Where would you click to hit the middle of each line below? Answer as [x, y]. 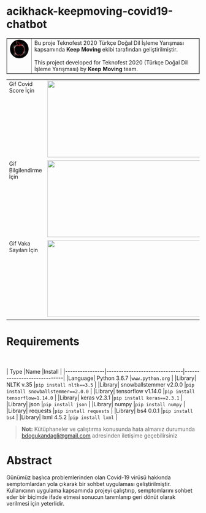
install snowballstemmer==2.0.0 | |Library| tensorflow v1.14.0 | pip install [101, 391]
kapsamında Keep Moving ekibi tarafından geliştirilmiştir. [106, 49]
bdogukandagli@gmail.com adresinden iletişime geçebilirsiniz [99, 435]
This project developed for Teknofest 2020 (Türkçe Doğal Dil [111, 62]
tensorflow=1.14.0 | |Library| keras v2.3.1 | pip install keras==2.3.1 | [94, 398]
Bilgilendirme [25, 171]
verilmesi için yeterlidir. [36, 503]
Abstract [29, 461]
